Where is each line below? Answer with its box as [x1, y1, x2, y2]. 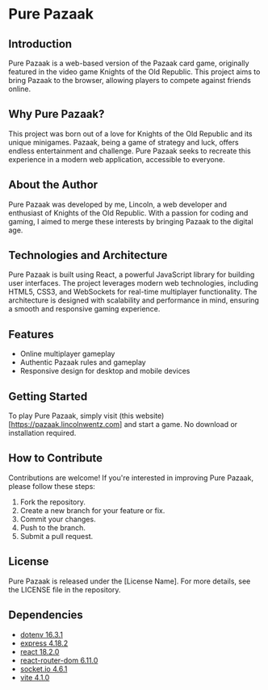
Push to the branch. [19, 522, 86, 533]
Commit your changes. [19, 514, 96, 524]
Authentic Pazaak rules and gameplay [19, 358, 147, 367]
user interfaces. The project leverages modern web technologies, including [8, 278, 258, 288]
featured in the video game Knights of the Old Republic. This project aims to [8, 67, 261, 77]
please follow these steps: [8, 481, 95, 491]
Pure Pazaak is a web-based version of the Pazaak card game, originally [8, 58, 249, 68]
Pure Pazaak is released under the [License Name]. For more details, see [8, 576, 251, 586]
